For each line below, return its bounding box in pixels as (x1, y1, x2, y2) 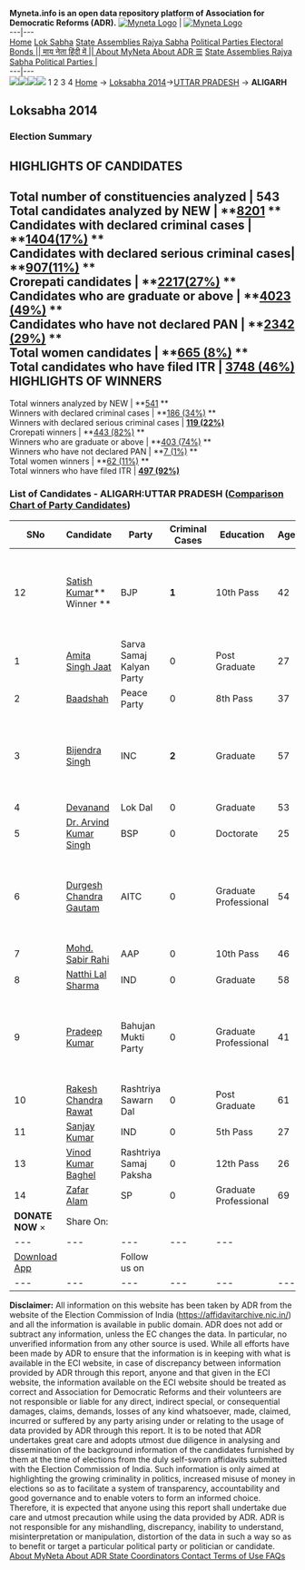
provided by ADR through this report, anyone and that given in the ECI (9, 1367, 271, 1378)
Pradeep (65, 1025, 103, 1037)
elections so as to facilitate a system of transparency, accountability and (9, 1483, 280, 1494)
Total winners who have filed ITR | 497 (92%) (9, 465, 180, 476)
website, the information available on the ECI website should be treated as (9, 1377, 287, 1388)
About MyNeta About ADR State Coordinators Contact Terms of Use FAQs (9, 1550, 286, 1561)
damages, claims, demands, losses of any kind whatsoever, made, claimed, (9, 1406, 291, 1417)
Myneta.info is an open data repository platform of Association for (9, 8, 265, 18)
